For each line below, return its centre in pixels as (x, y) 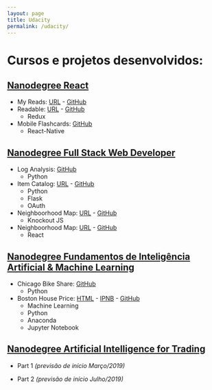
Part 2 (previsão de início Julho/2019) (70, 379)
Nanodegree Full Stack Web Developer (91, 153)
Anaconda (42, 320)
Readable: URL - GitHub (51, 109)
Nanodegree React (48, 85)
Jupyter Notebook (53, 328)
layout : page (26, 13)
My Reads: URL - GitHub (52, 102)
